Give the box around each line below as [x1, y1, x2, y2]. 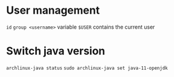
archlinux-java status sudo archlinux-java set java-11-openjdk [6, 65, 168, 71]
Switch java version [6, 44, 105, 58]
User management [6, 4, 100, 17]
